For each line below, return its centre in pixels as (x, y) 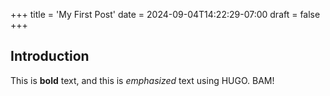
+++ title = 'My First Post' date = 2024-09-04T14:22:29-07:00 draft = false (165, 14)
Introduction (50, 56)
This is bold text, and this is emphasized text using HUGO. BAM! (142, 80)
